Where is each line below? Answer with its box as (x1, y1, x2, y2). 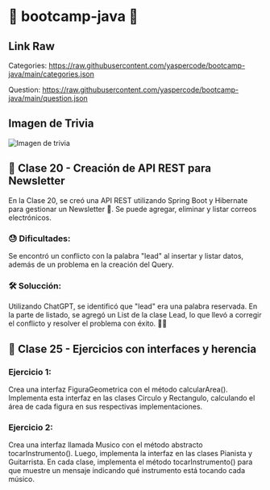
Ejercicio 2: (8, 421, 54, 433)
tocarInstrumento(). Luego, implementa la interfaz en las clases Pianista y (8, 449, 252, 459)
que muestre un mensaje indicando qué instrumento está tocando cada (8, 466, 246, 475)
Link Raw (8, 39, 55, 53)
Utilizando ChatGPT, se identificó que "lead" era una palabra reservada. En (8, 301, 258, 311)
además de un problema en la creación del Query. (8, 260, 175, 269)
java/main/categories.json (8, 69, 94, 79)
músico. (8, 475, 35, 484)
